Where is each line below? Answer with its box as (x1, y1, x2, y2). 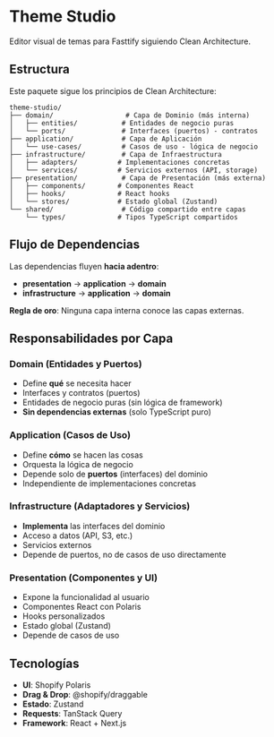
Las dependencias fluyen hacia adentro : (9, 261, 159, 271)
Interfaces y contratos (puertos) (21, 388, 141, 398)
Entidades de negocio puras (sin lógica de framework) (21, 397, 223, 408)
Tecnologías (9, 656, 80, 671)
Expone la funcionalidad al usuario (21, 592, 150, 603)
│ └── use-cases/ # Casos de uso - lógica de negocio (9, 141, 258, 151)
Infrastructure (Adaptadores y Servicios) (9, 500, 191, 512)
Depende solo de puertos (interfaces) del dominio (21, 468, 209, 479)
